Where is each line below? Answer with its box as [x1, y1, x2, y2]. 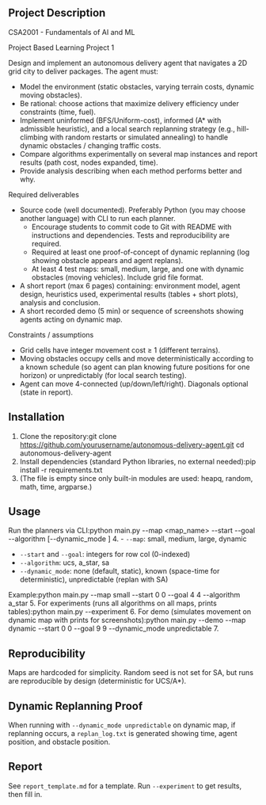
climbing [19, 132, 48, 142]
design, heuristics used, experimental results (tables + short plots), [19, 289, 239, 299]
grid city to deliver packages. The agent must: [8, 67, 158, 76]
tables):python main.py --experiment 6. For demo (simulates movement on [8, 607, 252, 616]
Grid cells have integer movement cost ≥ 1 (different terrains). [19, 345, 221, 355]
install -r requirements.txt [19, 465, 103, 475]
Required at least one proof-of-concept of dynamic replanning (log [31, 247, 250, 257]
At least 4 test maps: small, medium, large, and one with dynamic [31, 264, 245, 273]
